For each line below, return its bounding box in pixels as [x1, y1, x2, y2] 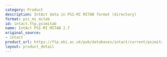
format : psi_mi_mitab [5, 16, 50, 21]
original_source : [5, 30, 41, 35]
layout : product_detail [5, 44, 55, 49]
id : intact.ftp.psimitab [5, 21, 57, 26]
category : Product [5, 7, 43, 12]
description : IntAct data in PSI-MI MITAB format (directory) [5, 12, 137, 17]
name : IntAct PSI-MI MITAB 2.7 [5, 26, 70, 31]
